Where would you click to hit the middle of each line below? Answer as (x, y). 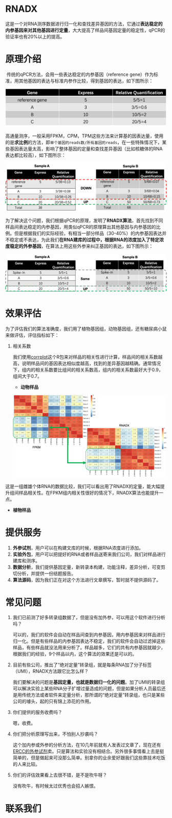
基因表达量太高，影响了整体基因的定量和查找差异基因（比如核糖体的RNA (86, 149)
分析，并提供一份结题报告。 (46, 573)
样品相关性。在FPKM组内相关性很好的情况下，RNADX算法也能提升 (89, 493)
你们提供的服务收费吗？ (37, 712)
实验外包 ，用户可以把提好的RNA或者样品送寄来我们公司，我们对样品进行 (89, 554)
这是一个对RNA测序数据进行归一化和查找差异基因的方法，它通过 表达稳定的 (84, 24)
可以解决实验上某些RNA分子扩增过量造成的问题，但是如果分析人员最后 (87, 689)
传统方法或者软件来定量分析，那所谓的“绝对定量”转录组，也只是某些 (93, 695)
